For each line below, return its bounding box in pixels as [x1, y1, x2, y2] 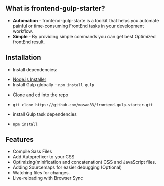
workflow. [12, 28, 33, 34]
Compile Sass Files [12, 148, 52, 155]
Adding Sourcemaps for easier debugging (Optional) [12, 164, 122, 170]
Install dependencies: [12, 66, 58, 72]
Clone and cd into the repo [12, 91, 68, 98]
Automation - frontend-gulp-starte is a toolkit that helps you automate [12, 17, 159, 23]
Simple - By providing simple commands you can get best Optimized [12, 33, 156, 39]
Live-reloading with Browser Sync [12, 175, 83, 181]
